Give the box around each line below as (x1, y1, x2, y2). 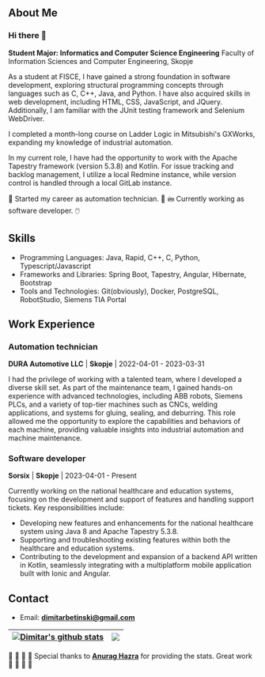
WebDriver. (8, 114, 45, 123)
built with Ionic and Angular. (19, 569, 111, 578)
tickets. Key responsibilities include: (8, 503, 125, 512)
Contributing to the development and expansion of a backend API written (19, 552, 258, 562)
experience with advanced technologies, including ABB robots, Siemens (8, 391, 243, 401)
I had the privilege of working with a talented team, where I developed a (8, 375, 243, 384)
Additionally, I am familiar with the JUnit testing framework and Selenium (8, 105, 245, 115)
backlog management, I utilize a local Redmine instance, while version (8, 169, 237, 179)
